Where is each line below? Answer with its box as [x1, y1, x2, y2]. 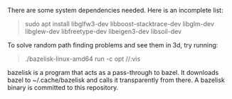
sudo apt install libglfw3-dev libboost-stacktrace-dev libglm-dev [24, 20, 215, 28]
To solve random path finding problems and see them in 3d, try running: [7, 41, 218, 49]
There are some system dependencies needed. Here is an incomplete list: [7, 6, 223, 14]
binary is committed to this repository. [7, 83, 119, 91]
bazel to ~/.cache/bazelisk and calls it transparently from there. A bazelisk [7, 76, 226, 84]
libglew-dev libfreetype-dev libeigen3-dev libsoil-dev [24, 28, 182, 35]
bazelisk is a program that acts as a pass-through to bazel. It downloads [7, 69, 219, 76]
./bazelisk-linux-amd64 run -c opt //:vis [24, 54, 141, 63]
